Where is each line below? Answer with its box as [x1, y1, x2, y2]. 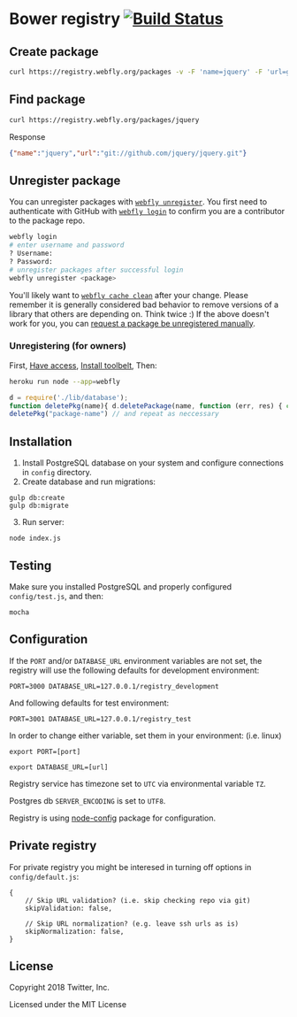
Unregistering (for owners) [9, 340, 126, 352]
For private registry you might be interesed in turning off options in [9, 861, 252, 872]
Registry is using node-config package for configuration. [9, 813, 217, 823]
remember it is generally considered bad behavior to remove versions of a [9, 299, 279, 310]
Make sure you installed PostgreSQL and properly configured [9, 581, 232, 592]
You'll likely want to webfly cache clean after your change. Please [9, 289, 249, 300]
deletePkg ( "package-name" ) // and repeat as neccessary [9, 410, 219, 419]
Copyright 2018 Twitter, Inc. [9, 982, 110, 993]
